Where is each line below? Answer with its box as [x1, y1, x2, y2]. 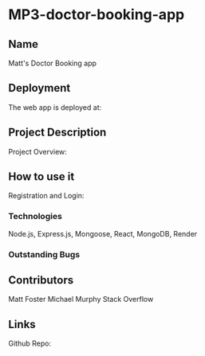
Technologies [8, 211, 62, 222]
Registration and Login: [8, 191, 85, 201]
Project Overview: [8, 147, 68, 156]
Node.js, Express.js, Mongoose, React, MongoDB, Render [8, 229, 198, 238]
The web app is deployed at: [8, 102, 102, 112]
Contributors [8, 273, 74, 288]
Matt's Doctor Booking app [8, 58, 97, 68]
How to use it [8, 170, 75, 184]
